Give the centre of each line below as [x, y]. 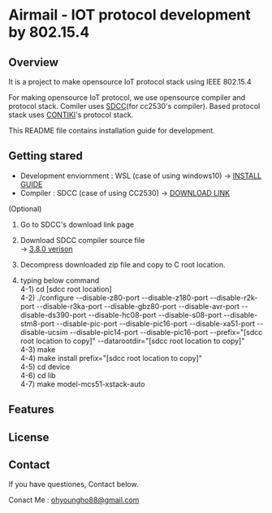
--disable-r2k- [234, 298]
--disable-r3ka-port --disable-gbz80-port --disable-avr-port [138, 306]
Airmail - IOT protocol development [130, 15]
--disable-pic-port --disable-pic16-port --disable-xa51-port [156, 324]
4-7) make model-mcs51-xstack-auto [82, 384]
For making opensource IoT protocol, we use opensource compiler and [127, 98]
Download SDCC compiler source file [82, 240]
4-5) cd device [45, 367]
